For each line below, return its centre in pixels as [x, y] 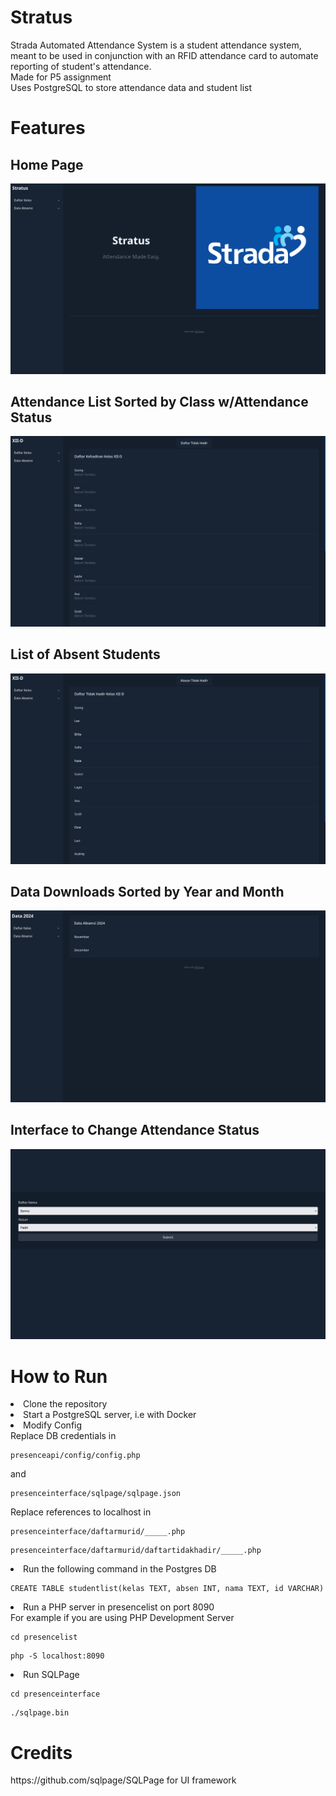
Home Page [47, 164]
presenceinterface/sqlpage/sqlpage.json [96, 1494]
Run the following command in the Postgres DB [120, 1569]
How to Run [59, 1376]
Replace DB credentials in [63, 1436]
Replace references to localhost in [81, 1512]
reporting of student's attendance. [81, 66]
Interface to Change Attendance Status [135, 1130]
